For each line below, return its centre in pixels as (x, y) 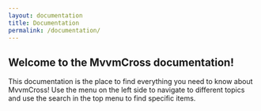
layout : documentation (45, 15)
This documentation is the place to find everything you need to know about (130, 82)
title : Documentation (44, 23)
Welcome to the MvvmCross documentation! (121, 62)
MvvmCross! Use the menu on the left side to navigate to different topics (127, 90)
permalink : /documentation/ (55, 30)
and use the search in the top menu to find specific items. (102, 98)
